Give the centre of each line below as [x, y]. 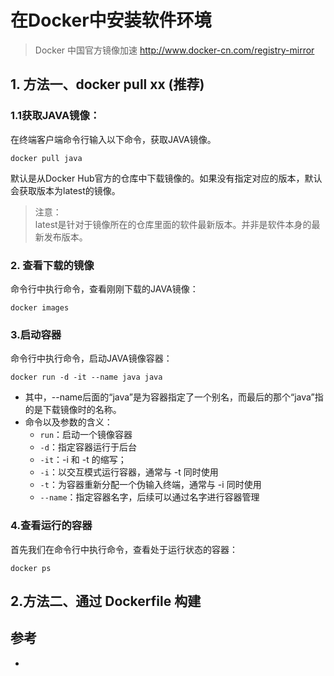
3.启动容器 [36, 334]
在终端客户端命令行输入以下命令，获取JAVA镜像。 [113, 139]
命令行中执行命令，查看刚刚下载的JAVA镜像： [104, 288]
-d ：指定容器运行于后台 [88, 447]
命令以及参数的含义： [68, 422]
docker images [40, 307]
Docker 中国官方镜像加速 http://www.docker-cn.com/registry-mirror [174, 50]
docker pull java [46, 158]
